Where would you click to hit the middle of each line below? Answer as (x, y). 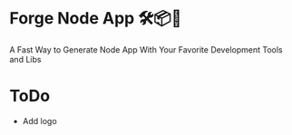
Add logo (39, 121)
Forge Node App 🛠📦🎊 (96, 19)
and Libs (25, 59)
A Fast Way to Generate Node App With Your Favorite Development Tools (146, 49)
